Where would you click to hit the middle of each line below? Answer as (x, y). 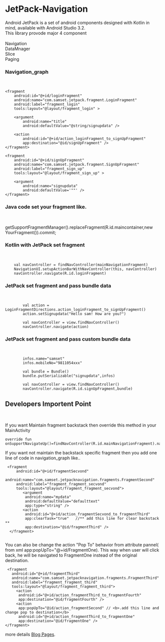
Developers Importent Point (48, 404)
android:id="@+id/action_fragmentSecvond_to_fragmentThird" (88, 514)
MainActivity (18, 430)
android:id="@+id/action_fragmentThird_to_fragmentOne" (76, 617)
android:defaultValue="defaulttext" (62, 502)
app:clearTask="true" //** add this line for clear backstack (92, 519)
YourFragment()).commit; (31, 232)
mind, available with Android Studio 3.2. (45, 27)
